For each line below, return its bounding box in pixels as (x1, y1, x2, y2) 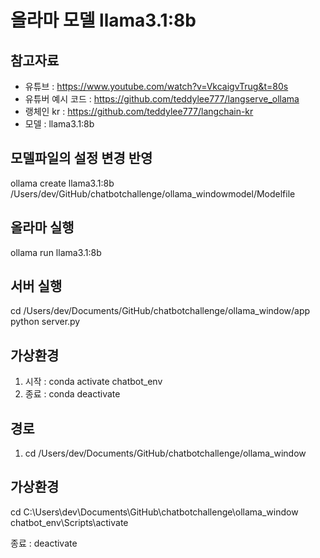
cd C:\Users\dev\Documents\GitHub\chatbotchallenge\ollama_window (10, 506, 299, 518)
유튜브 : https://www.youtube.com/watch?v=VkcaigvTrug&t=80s (24, 81, 289, 92)
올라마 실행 (10, 219, 75, 236)
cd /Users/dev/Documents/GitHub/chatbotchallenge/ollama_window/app (10, 305, 311, 317)
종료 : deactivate (10, 537, 78, 549)
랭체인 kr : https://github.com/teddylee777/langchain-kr (24, 106, 254, 117)
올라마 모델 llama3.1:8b (10, 9, 197, 32)
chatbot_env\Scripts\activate (10, 516, 129, 528)
